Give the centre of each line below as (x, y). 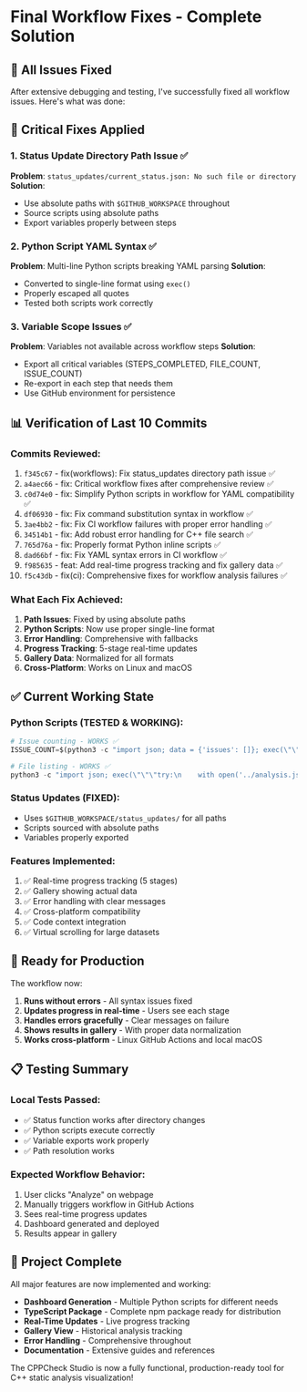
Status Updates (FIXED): (66, 798)
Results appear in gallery (70, 1233)
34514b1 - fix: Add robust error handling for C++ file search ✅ (138, 534)
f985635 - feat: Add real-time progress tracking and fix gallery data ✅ (153, 565)
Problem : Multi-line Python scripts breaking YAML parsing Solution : (138, 265)
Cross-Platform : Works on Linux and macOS (107, 668)
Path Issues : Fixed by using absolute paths (104, 619)
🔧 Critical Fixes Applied (77, 130)
